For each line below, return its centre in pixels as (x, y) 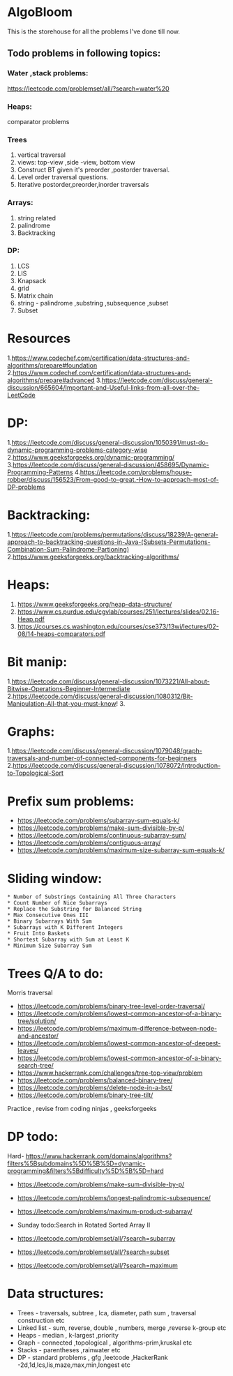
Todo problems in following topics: (84, 53)
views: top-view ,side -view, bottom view (76, 162)
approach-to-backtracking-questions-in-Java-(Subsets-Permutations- (109, 542)
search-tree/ (36, 1066)
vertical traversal (42, 155)
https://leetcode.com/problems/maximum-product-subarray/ (105, 1211)
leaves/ (28, 1051)
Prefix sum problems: (71, 801)
